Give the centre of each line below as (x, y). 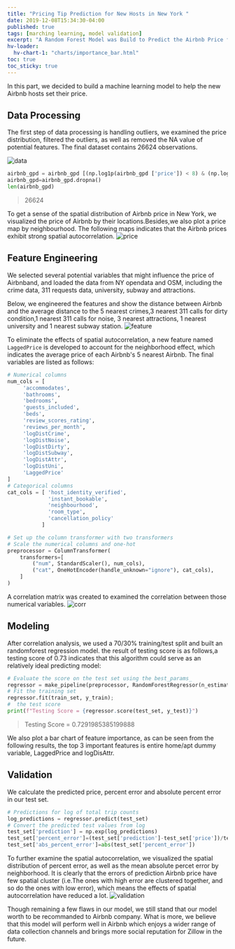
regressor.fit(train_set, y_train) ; (60, 698)
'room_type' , (67, 512)
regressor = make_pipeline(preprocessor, (69, 685)
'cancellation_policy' (81, 519)
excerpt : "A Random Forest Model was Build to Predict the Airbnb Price (115, 40)
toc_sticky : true (33, 66)
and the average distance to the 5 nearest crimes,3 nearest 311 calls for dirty (117, 311)
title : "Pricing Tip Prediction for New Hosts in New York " (98, 14)
